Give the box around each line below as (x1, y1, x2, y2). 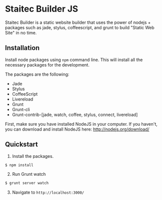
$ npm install (5, 163, 34, 167)
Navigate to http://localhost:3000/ (12, 189, 84, 195)
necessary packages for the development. (5, 62, 90, 67)
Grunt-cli (12, 106, 30, 112)
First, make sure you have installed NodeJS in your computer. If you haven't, (5, 121, 158, 127)
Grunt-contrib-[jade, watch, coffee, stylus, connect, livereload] (12, 112, 138, 117)
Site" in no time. (5, 30, 37, 35)
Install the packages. (12, 153, 54, 159)
